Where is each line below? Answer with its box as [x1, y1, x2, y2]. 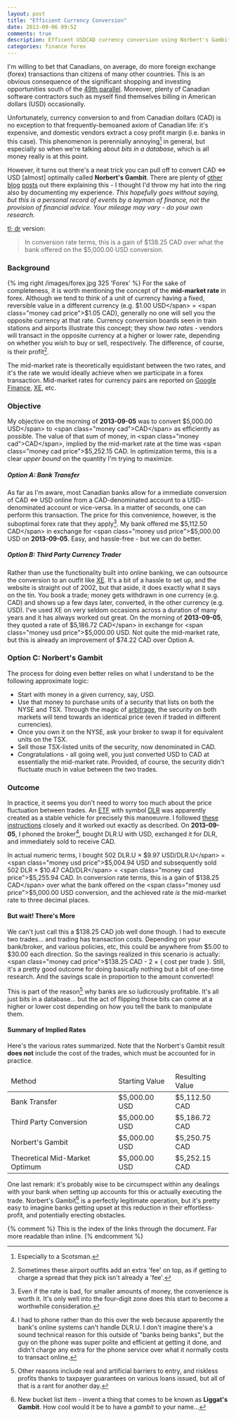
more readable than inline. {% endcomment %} [7, 1232, 144, 1241]
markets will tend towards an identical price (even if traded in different [17, 713, 221, 721]
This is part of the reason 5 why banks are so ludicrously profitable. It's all [7, 986, 219, 996]
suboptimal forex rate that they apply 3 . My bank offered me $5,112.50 [7, 518, 207, 528]
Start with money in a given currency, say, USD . [17, 690, 156, 698]
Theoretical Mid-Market [11, 1153, 91, 1162]
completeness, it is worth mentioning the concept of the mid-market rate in [7, 286, 226, 294]
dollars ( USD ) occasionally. [7, 100, 86, 108]
